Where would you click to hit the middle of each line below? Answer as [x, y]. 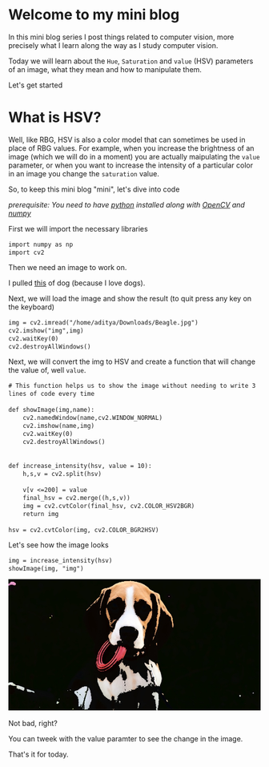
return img [41, 514]
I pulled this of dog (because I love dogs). [77, 283]
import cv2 [26, 252]
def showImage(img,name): [51, 410]
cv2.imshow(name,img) [58, 426]
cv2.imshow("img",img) [46, 330]
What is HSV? [55, 117]
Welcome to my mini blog [94, 15]
